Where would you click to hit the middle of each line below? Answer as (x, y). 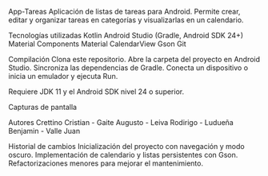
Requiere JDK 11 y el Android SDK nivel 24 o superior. (96, 92)
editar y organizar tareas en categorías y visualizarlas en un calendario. (126, 20)
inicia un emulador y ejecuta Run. (63, 76)
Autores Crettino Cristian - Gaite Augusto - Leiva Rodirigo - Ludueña (121, 122)
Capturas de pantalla (43, 107)
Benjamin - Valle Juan (44, 131)
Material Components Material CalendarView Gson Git (97, 44)
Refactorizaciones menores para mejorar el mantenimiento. (106, 163)
